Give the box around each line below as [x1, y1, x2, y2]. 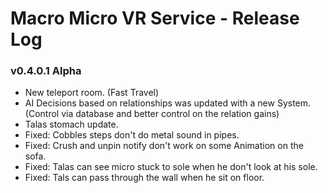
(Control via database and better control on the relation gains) [24, 108, 280, 120]
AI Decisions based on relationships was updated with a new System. [24, 97, 312, 109]
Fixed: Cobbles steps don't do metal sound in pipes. [24, 129, 240, 141]
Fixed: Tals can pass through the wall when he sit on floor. [24, 172, 265, 184]
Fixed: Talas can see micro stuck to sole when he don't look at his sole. [24, 161, 318, 173]
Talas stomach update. [24, 118, 119, 131]
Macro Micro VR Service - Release [10, 7, 300, 30]
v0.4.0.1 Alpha [10, 64, 82, 78]
